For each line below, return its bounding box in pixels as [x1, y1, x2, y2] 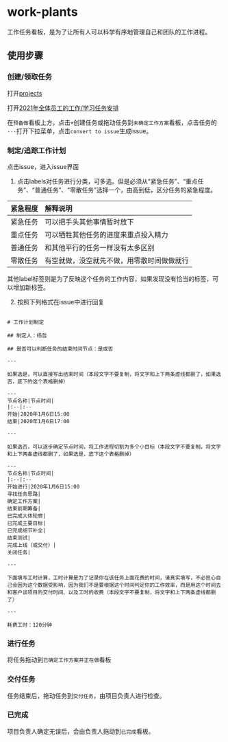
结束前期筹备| [7, 505, 41, 512]
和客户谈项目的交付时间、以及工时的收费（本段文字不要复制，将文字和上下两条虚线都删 [7, 589, 216, 596]
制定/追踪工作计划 [7, 146, 66, 155]
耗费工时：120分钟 [7, 621, 53, 629]
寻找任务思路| [7, 491, 41, 497]
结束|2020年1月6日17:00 [7, 418, 70, 425]
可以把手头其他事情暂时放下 [45, 217, 135, 227]
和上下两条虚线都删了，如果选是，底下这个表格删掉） [7, 451, 135, 458]
